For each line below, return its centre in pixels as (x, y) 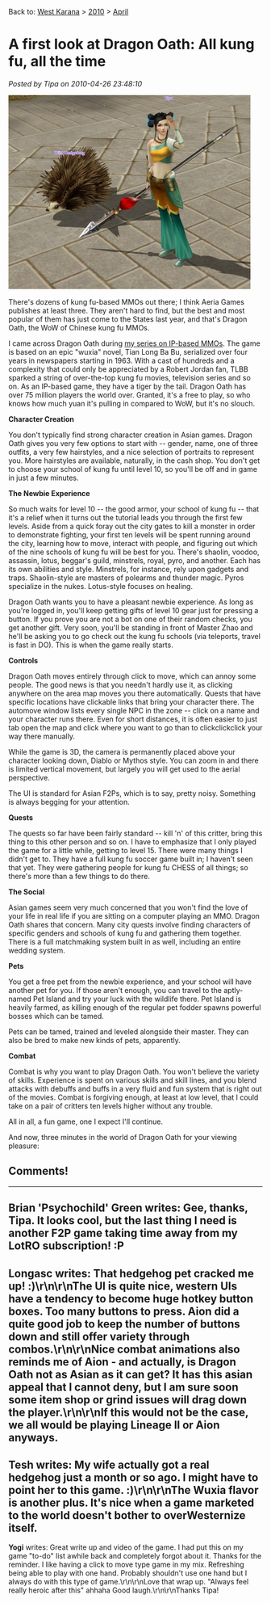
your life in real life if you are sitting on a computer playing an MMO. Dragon (134, 915)
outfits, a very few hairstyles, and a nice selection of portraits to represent (131, 452)
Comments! (38, 1171)
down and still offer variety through (99, 1336)
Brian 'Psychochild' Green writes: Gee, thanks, (128, 1208)
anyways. (33, 1437)
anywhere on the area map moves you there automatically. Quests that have (135, 693)
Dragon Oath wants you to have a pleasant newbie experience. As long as (131, 602)
